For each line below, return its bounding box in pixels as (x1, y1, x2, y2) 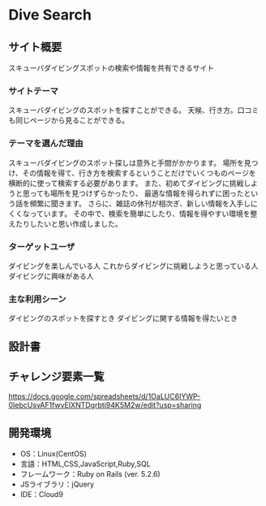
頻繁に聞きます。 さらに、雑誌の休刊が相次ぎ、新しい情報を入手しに (29, 198, 258, 208)
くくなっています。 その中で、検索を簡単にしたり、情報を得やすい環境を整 (8, 209, 258, 218)
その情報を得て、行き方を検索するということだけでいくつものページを (22, 168, 257, 178)
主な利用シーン (8, 293, 66, 305)
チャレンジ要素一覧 (8, 370, 105, 383)
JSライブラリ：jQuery (19, 479, 95, 489)
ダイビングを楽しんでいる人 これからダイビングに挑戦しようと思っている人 (8, 261, 259, 270)
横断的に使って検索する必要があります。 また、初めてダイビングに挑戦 (8, 178, 244, 188)
